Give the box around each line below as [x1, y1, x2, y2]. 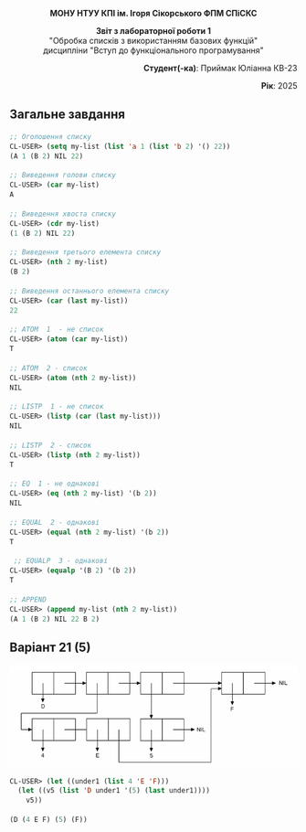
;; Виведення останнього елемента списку [9, 286, 170, 295]
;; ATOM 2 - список [9, 363, 89, 373]
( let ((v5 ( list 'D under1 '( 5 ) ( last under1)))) [17, 786, 210, 795]
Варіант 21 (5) [9, 639, 91, 655]
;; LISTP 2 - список [9, 441, 92, 450]
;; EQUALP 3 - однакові [13, 557, 108, 566]
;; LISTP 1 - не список [9, 402, 104, 411]
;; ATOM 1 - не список [9, 325, 104, 335]
